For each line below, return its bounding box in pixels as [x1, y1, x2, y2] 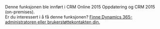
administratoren [5, 19, 37, 25]
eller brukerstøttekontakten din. [37, 19, 100, 25]
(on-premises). [5, 9, 35, 15]
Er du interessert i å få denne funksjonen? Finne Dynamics [5, 14, 122, 19]
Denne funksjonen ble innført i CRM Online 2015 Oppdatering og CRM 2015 [5, 4, 155, 10]
